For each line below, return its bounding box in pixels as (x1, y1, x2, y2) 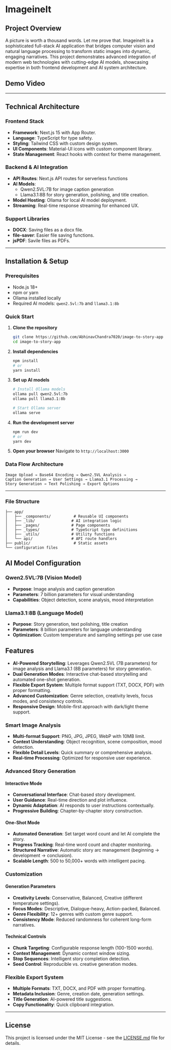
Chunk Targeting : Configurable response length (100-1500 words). (12, 944, 154, 951)
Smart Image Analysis (5, 722, 61, 729)
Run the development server (12, 419, 75, 425)
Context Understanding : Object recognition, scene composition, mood (12, 738, 162, 745)
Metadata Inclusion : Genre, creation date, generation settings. (12, 991, 145, 997)
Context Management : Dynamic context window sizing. (12, 950, 131, 956)
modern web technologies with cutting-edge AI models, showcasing (5, 59, 149, 65)
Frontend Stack (5, 118, 44, 125)
